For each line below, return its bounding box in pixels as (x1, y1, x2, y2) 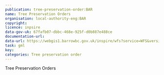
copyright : (5, 20, 27, 26)
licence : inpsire (5, 25, 41, 30)
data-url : (5, 39, 25, 44)
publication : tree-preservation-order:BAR (5, 7, 93, 12)
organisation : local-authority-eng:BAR (5, 16, 86, 21)
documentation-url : (5, 34, 45, 39)
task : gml (5, 43, 25, 48)
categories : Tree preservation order (5, 52, 82, 57)
